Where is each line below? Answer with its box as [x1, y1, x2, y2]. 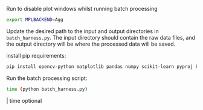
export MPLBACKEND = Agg [6, 17, 63, 23]
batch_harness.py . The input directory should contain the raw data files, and [6, 34, 195, 41]
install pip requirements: [6, 52, 66, 59]
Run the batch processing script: [6, 75, 88, 82]
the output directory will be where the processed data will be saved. [6, 40, 176, 47]
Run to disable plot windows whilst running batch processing [6, 5, 158, 12]
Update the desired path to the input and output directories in [6, 27, 159, 35]
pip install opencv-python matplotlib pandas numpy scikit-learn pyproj [6, 63, 193, 70]
